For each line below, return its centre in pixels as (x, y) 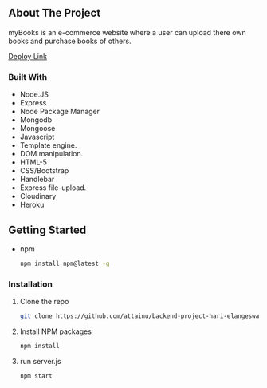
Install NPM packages (55, 331)
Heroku (32, 205)
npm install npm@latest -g (65, 263)
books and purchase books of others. (70, 41)
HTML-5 (33, 162)
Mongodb (36, 120)
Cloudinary (38, 196)
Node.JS (34, 94)
